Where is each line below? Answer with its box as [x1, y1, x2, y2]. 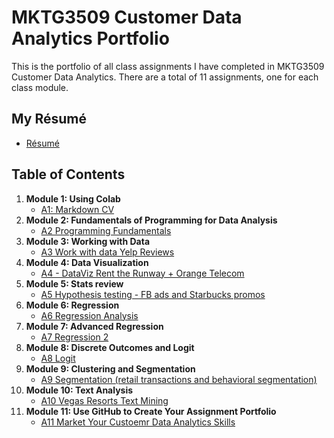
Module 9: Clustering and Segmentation [25, 362, 196, 375]
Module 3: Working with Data [25, 235, 151, 247]
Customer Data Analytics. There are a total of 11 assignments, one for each [11, 71, 319, 83]
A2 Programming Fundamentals [40, 224, 172, 236]
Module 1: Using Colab [25, 192, 121, 205]
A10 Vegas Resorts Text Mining [40, 394, 169, 406]
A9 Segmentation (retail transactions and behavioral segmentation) [40, 373, 318, 385]
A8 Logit [40, 352, 76, 364]
